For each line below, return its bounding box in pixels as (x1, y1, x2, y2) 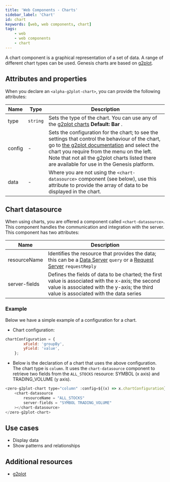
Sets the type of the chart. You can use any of (48, 114, 157, 121)
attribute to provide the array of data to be (48, 182, 148, 189)
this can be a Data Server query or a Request (48, 256, 154, 263)
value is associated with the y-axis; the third (48, 284, 153, 291)
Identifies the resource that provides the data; (48, 250, 156, 257)
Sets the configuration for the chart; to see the (48, 129, 158, 136)
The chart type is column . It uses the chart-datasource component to (12, 366, 155, 372)
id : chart (5, 17, 26, 22)
